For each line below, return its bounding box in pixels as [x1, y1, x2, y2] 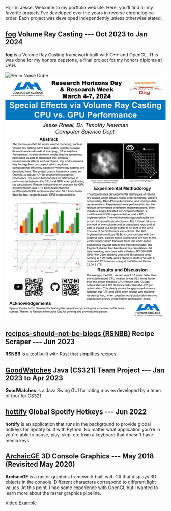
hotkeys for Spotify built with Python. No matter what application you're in [5, 426, 160, 432]
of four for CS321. [5, 393, 43, 399]
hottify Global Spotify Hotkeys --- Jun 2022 [5, 407, 147, 416]
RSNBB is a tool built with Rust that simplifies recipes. [5, 351, 118, 357]
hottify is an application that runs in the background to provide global [5, 421, 151, 427]
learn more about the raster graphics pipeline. [5, 490, 102, 496]
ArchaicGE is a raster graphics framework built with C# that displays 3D [5, 473, 157, 479]
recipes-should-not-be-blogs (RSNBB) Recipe [5, 329, 154, 338]
